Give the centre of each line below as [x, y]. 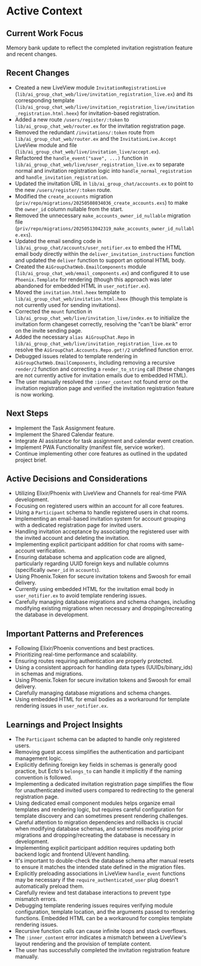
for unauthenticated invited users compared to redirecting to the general [104, 790]
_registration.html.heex [46, 113]
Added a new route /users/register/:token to [72, 119]
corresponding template [45, 100]
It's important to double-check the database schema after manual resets [104, 861]
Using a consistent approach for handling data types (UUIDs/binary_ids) [104, 667]
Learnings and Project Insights [64, 724]
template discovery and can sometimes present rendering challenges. [101, 816]
